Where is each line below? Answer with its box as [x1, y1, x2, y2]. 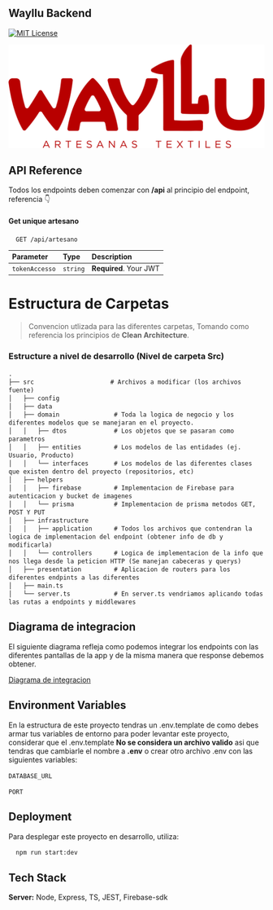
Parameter [11, 252, 49, 262]
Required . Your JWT [91, 264, 160, 274]
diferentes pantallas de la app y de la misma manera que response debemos [8, 650, 264, 660]
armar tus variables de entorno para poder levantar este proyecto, [8, 728, 230, 738]
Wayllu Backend [8, 7, 92, 20]
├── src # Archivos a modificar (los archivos [8, 378, 242, 386]
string [62, 265, 85, 274]
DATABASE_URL [8, 772, 53, 780]
